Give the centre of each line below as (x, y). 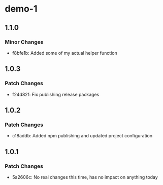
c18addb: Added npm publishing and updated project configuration (82, 136)
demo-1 (21, 9)
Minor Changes (24, 42)
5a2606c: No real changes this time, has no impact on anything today (85, 177)
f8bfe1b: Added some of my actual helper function (64, 53)
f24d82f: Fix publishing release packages (56, 94)
